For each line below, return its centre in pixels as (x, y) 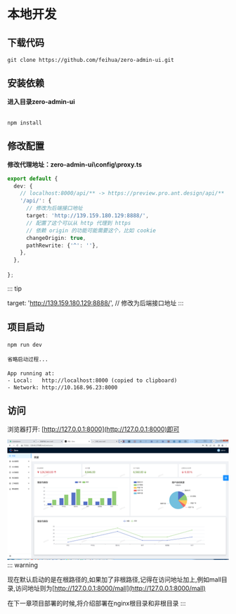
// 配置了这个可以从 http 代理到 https (78, 223)
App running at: (31, 373)
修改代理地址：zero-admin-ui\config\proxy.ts (75, 164)
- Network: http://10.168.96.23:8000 (63, 388)
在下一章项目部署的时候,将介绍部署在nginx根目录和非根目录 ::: (97, 603)
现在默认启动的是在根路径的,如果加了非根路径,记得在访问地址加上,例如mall (114, 580)
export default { (33, 179)
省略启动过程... (28, 359)
